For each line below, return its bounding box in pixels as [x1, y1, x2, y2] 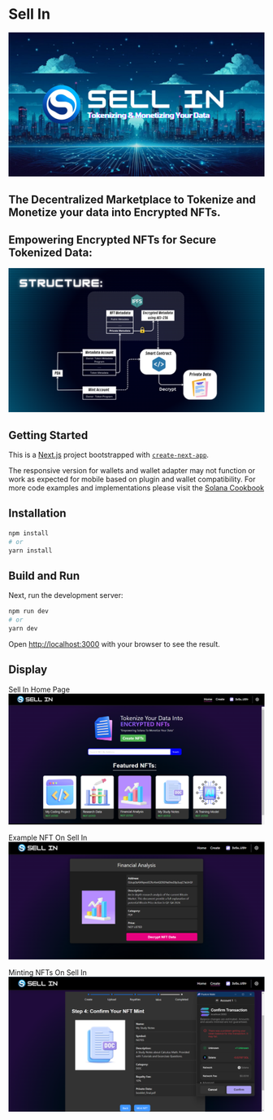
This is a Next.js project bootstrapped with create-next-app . [8, 450, 210, 459]
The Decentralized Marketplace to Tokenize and [8, 192, 256, 206]
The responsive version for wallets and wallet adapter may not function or [8, 465, 256, 475]
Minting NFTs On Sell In [8, 967, 88, 977]
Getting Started [8, 428, 89, 442]
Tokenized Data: [8, 246, 93, 260]
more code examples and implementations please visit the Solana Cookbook [8, 482, 265, 493]
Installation [8, 507, 67, 520]
